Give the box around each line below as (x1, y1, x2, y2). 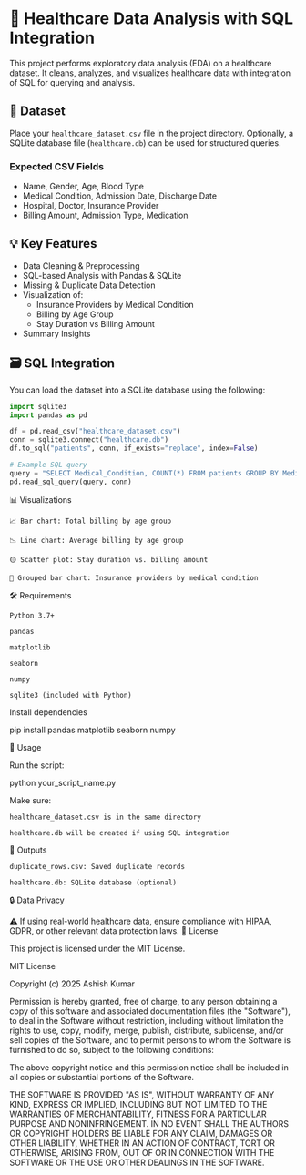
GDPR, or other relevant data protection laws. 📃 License (9, 925, 219, 936)
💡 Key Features (9, 236, 97, 251)
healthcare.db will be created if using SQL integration (9, 828, 230, 837)
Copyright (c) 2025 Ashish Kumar (9, 978, 135, 989)
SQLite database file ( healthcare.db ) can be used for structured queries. (9, 137, 281, 148)
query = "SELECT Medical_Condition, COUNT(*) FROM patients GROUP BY (9, 468, 280, 477)
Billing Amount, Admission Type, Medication (22, 209, 189, 221)
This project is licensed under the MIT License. (9, 943, 186, 954)
